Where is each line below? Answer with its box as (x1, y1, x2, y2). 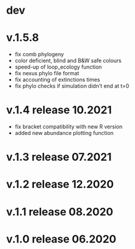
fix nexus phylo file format (14, 70, 79, 77)
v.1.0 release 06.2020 (6, 232, 116, 245)
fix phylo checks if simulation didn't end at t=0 (14, 82, 130, 90)
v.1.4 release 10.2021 (6, 103, 112, 117)
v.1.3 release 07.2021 (6, 150, 112, 164)
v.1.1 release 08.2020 (6, 205, 113, 219)
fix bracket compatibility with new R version (14, 123, 122, 130)
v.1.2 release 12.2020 (6, 177, 114, 191)
